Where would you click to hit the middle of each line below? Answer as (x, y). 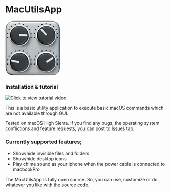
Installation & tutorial (32, 87)
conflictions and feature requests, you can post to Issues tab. (70, 128)
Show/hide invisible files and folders (51, 153)
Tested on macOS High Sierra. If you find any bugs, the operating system (82, 123)
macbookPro (26, 169)
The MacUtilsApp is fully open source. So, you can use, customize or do (81, 179)
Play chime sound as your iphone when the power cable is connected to (89, 164)
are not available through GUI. (37, 113)
